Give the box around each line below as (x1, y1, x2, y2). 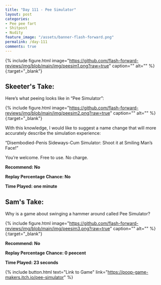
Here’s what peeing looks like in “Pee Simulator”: (5, 95, 104, 101)
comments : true (5, 44, 37, 49)
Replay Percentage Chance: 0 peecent (5, 250, 86, 256)
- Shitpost (5, 26, 28, 31)
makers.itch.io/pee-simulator (5, 275, 64, 281)
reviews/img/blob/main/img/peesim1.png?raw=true (5, 63, 109, 69)
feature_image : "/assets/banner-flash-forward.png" (5, 35, 114, 40)
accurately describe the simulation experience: (5, 130, 101, 136)
